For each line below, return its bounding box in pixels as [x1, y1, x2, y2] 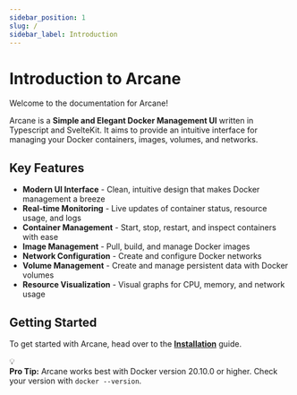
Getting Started [9, 314, 98, 330]
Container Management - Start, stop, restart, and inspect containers [21, 222, 277, 233]
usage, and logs [21, 212, 82, 224]
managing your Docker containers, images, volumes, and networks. [9, 134, 259, 145]
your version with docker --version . [9, 375, 142, 386]
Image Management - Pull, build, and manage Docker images [21, 241, 250, 252]
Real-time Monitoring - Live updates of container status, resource [21, 203, 267, 214]
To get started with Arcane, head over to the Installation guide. [9, 338, 242, 349]
